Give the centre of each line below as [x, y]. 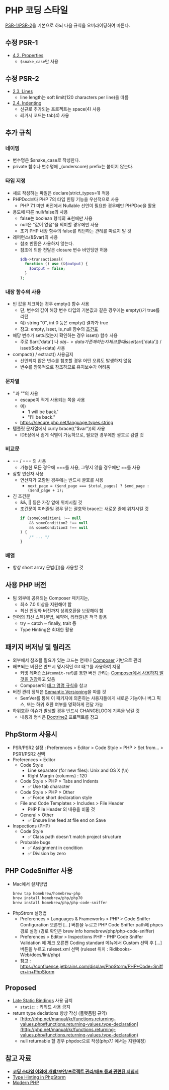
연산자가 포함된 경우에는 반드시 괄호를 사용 [62, 480]
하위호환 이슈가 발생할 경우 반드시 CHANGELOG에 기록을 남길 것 [76, 711]
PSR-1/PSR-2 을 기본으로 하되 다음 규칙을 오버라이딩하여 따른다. [68, 25]
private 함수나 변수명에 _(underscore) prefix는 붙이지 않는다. [73, 167]
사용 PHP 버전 [26, 585]
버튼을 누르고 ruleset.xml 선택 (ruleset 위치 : [64, 949]
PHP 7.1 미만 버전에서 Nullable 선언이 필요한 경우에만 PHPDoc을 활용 [88, 206]
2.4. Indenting [27, 103]
